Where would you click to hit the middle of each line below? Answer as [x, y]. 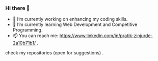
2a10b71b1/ [24, 43]
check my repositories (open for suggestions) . [55, 53]
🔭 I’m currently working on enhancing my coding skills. [70, 19]
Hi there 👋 [18, 8]
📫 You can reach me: [35, 36]
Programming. [28, 30]
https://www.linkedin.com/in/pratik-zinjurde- [106, 36]
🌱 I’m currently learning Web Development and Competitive [75, 24]
